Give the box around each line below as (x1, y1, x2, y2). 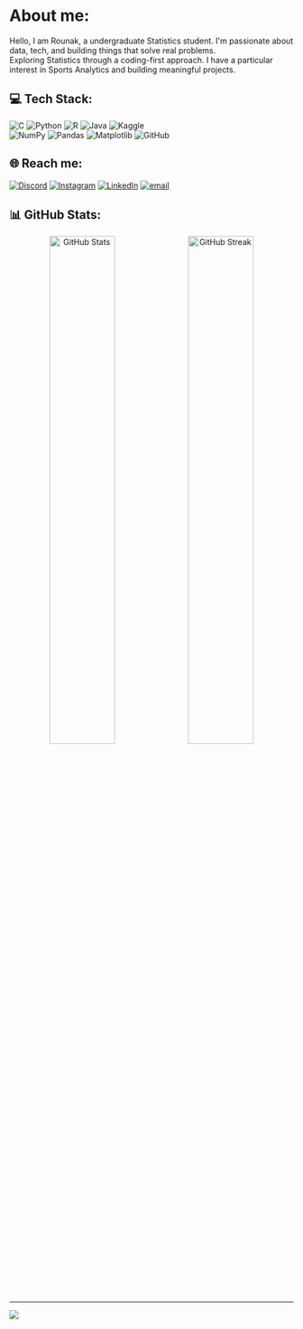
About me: (9, 5, 90, 26)
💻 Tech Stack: (9, 91, 93, 107)
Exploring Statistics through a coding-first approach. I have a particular (9, 54, 273, 65)
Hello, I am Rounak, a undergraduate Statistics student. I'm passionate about (9, 35, 294, 46)
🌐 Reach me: (9, 156, 83, 172)
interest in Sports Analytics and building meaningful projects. (9, 64, 236, 75)
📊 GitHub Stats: (9, 207, 102, 222)
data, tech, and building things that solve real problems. (9, 44, 216, 55)
